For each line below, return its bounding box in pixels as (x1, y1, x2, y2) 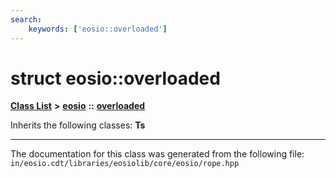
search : (10, 14, 43, 25)
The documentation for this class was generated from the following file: (10, 148, 305, 160)
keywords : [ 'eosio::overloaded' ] (28, 24, 168, 34)
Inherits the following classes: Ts (10, 119, 146, 131)
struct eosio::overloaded (10, 67, 221, 90)
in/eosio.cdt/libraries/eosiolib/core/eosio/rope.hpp (10, 159, 240, 169)
